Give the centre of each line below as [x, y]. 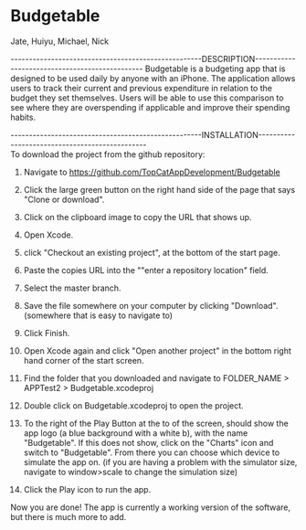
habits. [23, 117]
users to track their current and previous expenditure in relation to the [142, 88]
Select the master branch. [72, 288]
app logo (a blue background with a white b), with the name [136, 433]
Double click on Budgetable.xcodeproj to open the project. [134, 405]
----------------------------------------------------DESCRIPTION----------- [153, 58]
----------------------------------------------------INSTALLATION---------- [153, 134]
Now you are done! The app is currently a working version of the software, [151, 507]
